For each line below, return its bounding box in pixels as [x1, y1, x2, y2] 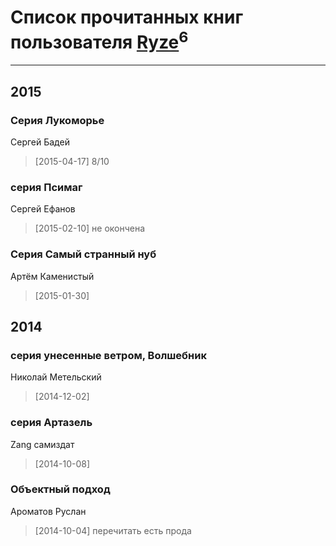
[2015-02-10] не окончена [34, 222, 146, 235]
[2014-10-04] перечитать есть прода [34, 524, 192, 536]
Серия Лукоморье [10, 113, 105, 127]
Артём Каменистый [10, 270, 95, 282]
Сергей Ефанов [10, 203, 76, 215]
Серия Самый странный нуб [10, 247, 157, 261]
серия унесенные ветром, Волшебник [10, 348, 207, 362]
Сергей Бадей [10, 136, 70, 148]
